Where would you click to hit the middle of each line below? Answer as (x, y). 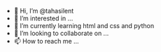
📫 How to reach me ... (46, 41)
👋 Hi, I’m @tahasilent (44, 11)
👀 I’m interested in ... (43, 18)
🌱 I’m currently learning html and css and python (84, 26)
